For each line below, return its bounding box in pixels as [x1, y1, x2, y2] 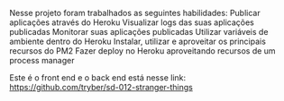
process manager [9, 55, 75, 65]
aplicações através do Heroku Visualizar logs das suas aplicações [9, 17, 254, 28]
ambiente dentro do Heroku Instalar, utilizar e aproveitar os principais [9, 36, 266, 46]
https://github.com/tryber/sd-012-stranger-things [9, 82, 194, 92]
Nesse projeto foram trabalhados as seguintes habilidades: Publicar [9, 8, 261, 18]
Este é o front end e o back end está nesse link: [9, 72, 187, 83]
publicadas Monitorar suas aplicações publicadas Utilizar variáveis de [9, 27, 269, 37]
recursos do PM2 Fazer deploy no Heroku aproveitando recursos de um [9, 46, 277, 56]
